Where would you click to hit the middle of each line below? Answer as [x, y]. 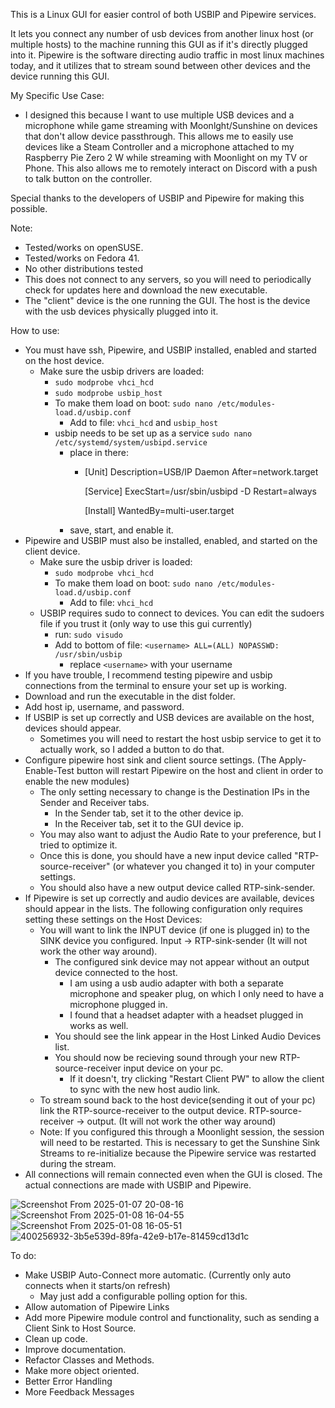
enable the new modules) [77, 781]
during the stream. [78, 1163]
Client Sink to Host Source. [80, 1328]
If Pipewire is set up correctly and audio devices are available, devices [169, 898]
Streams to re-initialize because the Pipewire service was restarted [178, 1153]
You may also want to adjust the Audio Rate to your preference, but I [180, 834]
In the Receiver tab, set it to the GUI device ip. [149, 823]
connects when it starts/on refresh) [97, 1285]
